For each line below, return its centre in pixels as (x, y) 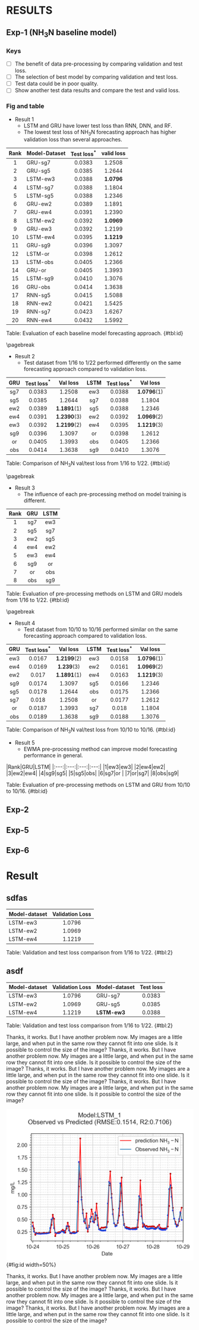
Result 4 (25, 623)
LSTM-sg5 (40, 196)
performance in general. (53, 755)
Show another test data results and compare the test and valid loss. (97, 91)
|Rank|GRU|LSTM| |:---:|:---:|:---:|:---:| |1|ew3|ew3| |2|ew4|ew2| (86, 767)
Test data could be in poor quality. (56, 83)
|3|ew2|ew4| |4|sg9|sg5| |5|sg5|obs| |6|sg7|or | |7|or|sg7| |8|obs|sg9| (93, 773)
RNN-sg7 (39, 312)
